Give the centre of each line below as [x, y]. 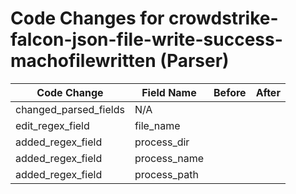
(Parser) [194, 61]
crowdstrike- [223, 18]
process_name [169, 158]
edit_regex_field [52, 125]
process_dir [162, 142]
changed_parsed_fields [70, 109]
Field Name [169, 92]
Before [230, 92]
